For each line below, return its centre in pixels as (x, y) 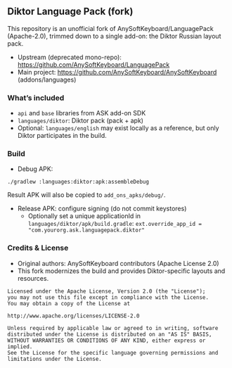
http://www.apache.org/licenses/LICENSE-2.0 (73, 316)
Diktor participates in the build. (62, 136)
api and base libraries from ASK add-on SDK (82, 113)
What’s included (36, 98)
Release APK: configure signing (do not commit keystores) (102, 209)
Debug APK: (35, 169)
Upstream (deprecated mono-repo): (69, 57)
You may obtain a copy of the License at (69, 303)
